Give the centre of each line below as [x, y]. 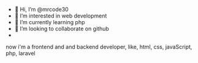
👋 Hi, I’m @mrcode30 [41, 9]
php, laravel [21, 53]
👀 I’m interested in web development [61, 16]
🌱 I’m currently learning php [50, 22]
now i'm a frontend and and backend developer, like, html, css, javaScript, [99, 47]
